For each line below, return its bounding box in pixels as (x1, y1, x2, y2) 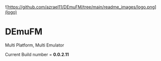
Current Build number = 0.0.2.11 (5, 51, 69, 57)
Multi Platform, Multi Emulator (5, 42, 64, 48)
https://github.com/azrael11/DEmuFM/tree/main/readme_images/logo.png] (8, 4, 157, 10)
